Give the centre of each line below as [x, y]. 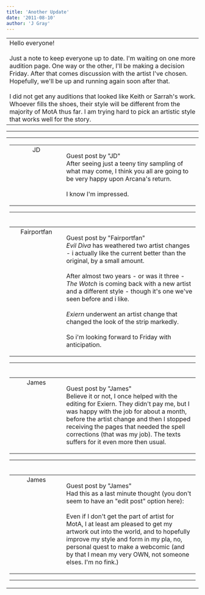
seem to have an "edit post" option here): [125, 501]
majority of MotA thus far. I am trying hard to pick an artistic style [103, 112]
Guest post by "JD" [93, 156]
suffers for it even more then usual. [116, 442]
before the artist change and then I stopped [128, 419]
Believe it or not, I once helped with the [122, 396]
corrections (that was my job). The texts [124, 435]
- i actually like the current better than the [126, 253]
